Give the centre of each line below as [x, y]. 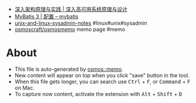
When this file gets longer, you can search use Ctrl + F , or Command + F [102, 81]
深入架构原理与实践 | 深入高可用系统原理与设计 [71, 9]
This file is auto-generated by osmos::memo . [69, 69]
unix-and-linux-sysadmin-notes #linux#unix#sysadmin [81, 23]
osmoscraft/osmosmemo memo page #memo [70, 29]
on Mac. [24, 88]
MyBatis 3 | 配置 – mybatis [46, 16]
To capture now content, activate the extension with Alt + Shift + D [98, 94]
